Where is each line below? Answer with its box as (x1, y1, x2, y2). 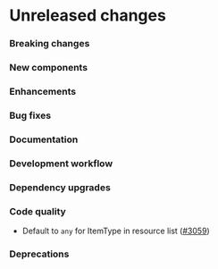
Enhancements (9, 85, 77, 97)
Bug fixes (9, 109, 52, 122)
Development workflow (9, 157, 113, 170)
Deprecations (9, 248, 70, 260)
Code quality (9, 205, 67, 217)
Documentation (9, 133, 79, 146)
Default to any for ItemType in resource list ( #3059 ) (21, 225, 210, 236)
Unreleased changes (9, 5, 167, 26)
